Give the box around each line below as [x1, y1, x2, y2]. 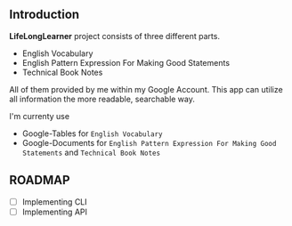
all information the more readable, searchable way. [9, 93, 196, 104]
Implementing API [21, 206, 87, 217]
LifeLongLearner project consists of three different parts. [9, 30, 221, 41]
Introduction [9, 7, 80, 22]
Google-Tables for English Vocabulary [21, 128, 163, 139]
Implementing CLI [21, 196, 87, 207]
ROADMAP [9, 173, 70, 188]
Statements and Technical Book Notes [21, 147, 161, 157]
